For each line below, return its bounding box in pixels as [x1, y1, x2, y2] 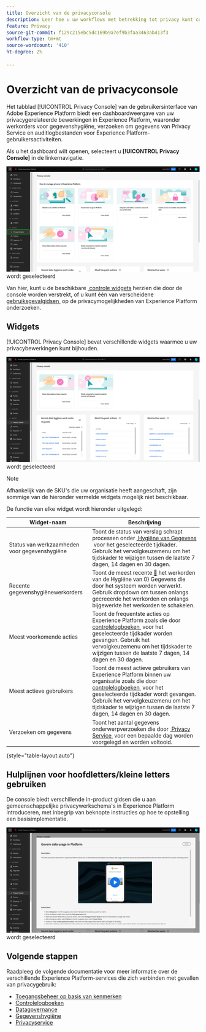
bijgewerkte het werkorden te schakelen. [91, 601, 195, 609]
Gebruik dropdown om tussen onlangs [91, 588, 189, 596]
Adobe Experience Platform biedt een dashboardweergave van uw [6, 109, 175, 117]
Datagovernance [15, 1006, 58, 1013]
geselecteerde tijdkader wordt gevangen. [91, 690, 196, 698]
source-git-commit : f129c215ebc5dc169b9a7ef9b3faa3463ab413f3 [6, 30, 169, 36]
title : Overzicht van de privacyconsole [6, 10, 112, 16]
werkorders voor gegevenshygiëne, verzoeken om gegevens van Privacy [6, 122, 191, 130]
